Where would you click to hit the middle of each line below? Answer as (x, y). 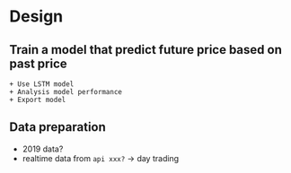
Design (36, 17)
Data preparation (57, 127)
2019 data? (43, 149)
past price (38, 63)
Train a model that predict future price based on (146, 50)
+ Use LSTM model (42, 84)
